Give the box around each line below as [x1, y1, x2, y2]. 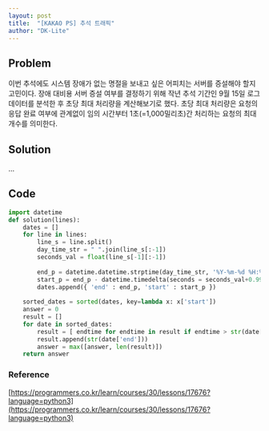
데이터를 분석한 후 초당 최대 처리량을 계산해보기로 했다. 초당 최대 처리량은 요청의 [8, 99, 259, 108]
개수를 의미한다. [8, 119, 58, 128]
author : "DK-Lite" [8, 26, 70, 35]
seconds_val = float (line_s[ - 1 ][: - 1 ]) [37, 254, 167, 262]
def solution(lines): [8, 216, 81, 224]
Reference [8, 369, 50, 380]
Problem [8, 56, 52, 70]
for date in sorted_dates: [22, 320, 113, 328]
